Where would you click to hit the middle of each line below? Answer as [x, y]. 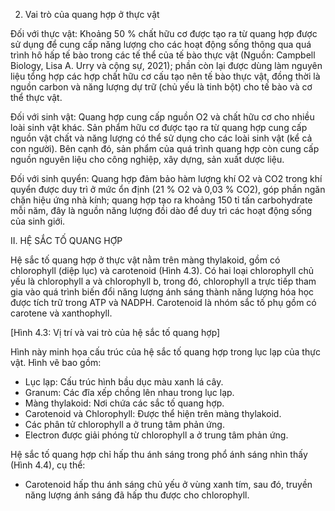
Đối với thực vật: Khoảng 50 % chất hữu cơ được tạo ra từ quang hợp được [164, 33]
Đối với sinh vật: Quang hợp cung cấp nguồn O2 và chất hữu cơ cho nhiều [162, 117]
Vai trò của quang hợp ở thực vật [92, 14]
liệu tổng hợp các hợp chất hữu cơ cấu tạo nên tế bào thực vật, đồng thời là [165, 76]
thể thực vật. [36, 97]
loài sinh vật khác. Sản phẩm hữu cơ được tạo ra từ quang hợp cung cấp [159, 127]
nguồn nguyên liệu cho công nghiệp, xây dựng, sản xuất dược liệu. [147, 159]
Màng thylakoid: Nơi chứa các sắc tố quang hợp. [124, 403]
